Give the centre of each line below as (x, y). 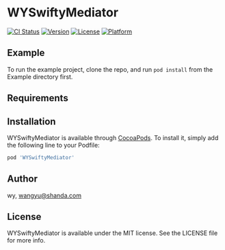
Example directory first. (40, 77)
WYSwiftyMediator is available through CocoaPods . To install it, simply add (113, 137)
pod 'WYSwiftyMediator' (41, 157)
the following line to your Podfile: (54, 145)
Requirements (38, 98)
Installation (31, 121)
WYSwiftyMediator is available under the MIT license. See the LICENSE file (112, 233)
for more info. (26, 240)
